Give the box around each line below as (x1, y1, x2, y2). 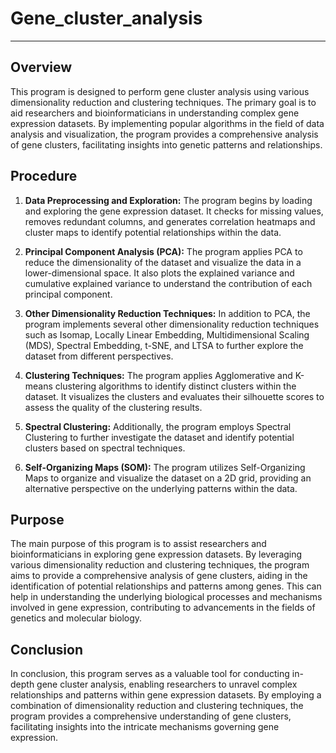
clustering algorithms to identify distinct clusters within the (54, 380, 297, 392)
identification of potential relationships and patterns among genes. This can (10, 580, 322, 592)
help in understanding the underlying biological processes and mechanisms (10, 591, 323, 603)
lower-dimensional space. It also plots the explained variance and (24, 267, 295, 279)
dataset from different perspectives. (24, 350, 174, 362)
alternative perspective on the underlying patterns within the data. (24, 482, 298, 494)
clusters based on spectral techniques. (24, 442, 186, 454)
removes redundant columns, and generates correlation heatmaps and (24, 215, 316, 227)
